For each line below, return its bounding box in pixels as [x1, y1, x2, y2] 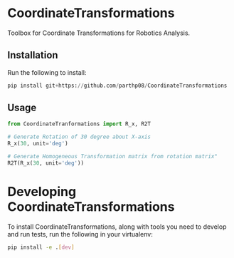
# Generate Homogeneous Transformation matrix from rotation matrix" [7, 153, 218, 160]
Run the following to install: [7, 68, 87, 76]
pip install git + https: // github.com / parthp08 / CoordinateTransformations [7, 82, 228, 89]
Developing [7, 184, 77, 200]
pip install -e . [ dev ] [7, 244, 75, 251]
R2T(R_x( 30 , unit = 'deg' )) [7, 159, 84, 167]
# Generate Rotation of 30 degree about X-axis [7, 133, 151, 140]
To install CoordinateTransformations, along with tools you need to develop [7, 222, 227, 231]
